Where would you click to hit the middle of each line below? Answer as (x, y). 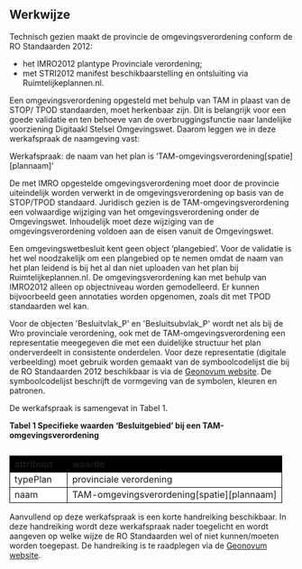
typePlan (33, 479)
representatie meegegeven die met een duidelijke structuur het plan (135, 343)
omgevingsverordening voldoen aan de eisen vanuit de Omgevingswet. (142, 231)
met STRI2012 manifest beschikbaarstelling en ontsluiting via (135, 73)
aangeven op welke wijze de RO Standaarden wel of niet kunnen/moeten (144, 536)
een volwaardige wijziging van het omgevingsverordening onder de (134, 212)
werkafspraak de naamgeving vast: (74, 138)
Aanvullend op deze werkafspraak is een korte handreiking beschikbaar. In (148, 517)
